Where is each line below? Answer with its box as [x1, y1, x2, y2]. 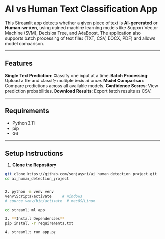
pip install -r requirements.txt [5, 221, 74, 226]
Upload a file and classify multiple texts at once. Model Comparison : [5, 78, 144, 83]
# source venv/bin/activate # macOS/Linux [5, 198, 96, 203]
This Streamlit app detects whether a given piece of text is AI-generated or [5, 20, 158, 26]
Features [5, 59, 33, 68]
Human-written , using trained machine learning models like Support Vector [5, 25, 158, 30]
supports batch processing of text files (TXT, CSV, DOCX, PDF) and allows [5, 35, 156, 41]
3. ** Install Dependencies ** [5, 216, 65, 221]
